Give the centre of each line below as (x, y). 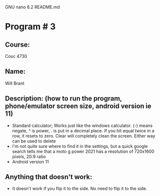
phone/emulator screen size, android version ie (78, 106)
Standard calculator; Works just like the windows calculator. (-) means (82, 125)
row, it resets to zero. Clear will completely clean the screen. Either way (84, 136)
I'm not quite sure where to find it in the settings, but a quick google (80, 146)
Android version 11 (30, 161)
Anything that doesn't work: (49, 177)
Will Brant (15, 83)
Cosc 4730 (16, 56)
